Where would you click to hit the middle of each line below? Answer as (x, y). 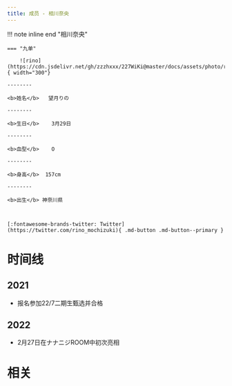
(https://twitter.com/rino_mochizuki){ (65, 230)
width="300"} (32, 73)
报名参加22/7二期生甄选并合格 (60, 303)
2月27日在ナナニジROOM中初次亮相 (68, 342)
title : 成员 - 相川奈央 (38, 13)
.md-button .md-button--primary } (174, 230)
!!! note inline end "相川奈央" (48, 34)
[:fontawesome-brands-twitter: (52, 224)
